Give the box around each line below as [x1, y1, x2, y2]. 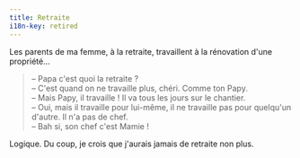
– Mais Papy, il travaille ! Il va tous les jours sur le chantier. [31, 92, 246, 103]
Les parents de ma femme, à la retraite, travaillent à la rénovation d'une [9, 46, 273, 57]
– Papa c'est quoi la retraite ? [31, 73, 139, 83]
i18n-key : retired [9, 22, 78, 31]
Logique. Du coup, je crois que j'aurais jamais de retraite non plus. [9, 138, 254, 149]
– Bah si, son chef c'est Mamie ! [31, 120, 150, 131]
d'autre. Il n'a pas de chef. [31, 111, 128, 122]
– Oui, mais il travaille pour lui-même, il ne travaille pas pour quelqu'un [31, 101, 292, 112]
